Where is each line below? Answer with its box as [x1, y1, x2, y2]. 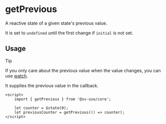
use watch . [5, 73, 28, 79]
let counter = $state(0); [14, 105, 69, 110]
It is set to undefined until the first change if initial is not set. [5, 30, 133, 36]
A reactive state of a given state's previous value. [5, 20, 108, 26]
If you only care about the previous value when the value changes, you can [5, 67, 161, 73]
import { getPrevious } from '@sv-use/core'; [14, 96, 112, 101]
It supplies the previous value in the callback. [5, 82, 99, 88]
